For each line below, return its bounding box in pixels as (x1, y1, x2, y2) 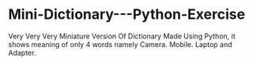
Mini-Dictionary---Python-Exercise (8, 5, 246, 23)
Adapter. (8, 48, 36, 57)
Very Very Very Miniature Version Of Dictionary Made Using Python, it (8, 31, 236, 41)
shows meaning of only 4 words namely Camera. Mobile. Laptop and (8, 39, 232, 49)
